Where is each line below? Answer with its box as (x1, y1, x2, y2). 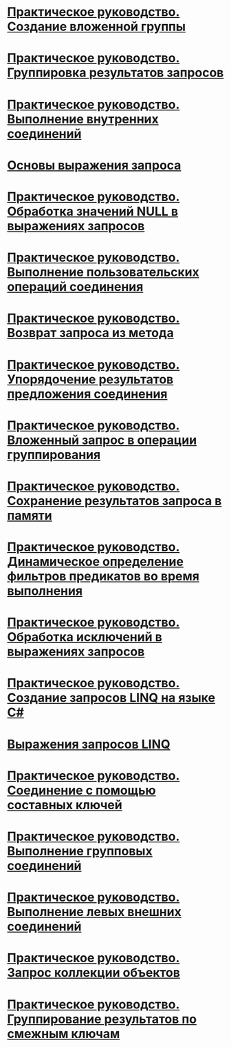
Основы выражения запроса (7, 157, 181, 173)
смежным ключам (7, 1026, 120, 1041)
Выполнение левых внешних (7, 904, 182, 920)
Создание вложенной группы (7, 19, 186, 34)
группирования (7, 447, 101, 462)
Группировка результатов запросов (7, 65, 224, 81)
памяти (7, 507, 53, 523)
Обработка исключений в (7, 629, 163, 645)
